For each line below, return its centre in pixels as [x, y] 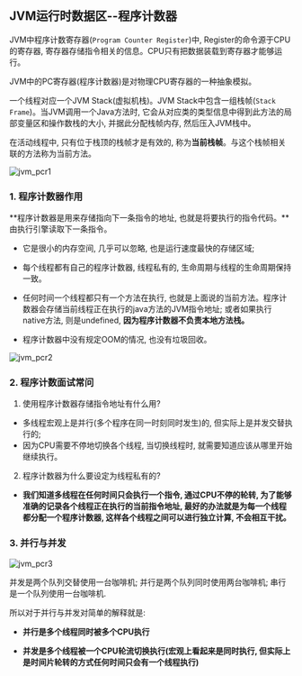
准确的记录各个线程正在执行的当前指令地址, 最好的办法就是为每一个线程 [155, 507]
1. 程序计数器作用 [46, 196]
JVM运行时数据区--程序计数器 [93, 16]
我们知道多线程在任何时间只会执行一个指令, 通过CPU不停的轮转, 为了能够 [157, 495]
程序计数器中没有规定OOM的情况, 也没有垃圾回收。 [117, 340]
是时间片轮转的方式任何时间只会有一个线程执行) [111, 662]
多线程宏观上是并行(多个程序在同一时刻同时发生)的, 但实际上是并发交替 [153, 423]
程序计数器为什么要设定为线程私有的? [91, 476]
